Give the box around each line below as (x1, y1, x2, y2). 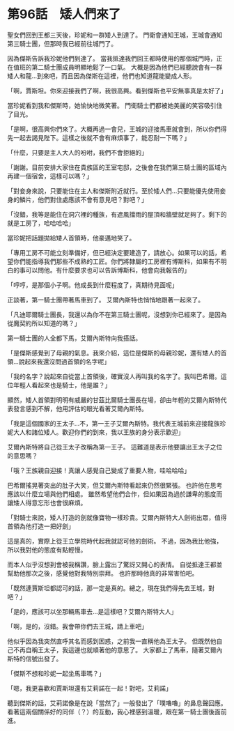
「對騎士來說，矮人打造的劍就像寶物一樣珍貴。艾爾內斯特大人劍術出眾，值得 (7, 513, 227, 521)
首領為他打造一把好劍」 (7, 522, 75, 530)
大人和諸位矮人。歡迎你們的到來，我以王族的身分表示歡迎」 (13, 428, 185, 436)
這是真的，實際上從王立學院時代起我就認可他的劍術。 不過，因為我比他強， (7, 537, 223, 545)
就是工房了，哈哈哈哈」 (7, 219, 75, 227)
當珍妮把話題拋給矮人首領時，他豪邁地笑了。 (7, 233, 136, 242)
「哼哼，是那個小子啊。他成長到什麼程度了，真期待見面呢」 (7, 280, 178, 289)
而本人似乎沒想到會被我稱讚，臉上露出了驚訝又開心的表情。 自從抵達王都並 (7, 560, 223, 569)
